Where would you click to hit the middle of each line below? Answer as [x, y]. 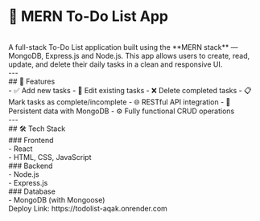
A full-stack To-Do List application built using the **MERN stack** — [123, 47]
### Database [32, 191]
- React [21, 149]
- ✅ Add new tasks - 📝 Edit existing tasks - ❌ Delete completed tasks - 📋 [130, 90]
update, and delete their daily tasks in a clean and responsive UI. [116, 64]
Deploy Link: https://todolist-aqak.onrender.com [88, 208]
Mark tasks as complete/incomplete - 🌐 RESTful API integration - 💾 [120, 102]
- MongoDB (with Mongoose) [57, 199]
